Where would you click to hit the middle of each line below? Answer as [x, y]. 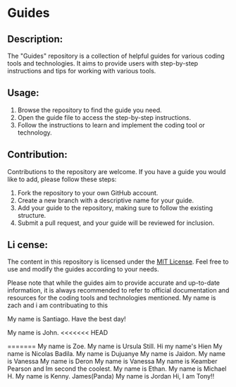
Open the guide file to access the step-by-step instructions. [104, 117]
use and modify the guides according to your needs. [83, 269]
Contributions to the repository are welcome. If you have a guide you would [117, 171]
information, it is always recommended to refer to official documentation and [118, 290]
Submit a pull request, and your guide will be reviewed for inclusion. [116, 223]
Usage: [24, 93]
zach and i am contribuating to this [57, 305]
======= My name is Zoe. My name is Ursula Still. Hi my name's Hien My [115, 346]
